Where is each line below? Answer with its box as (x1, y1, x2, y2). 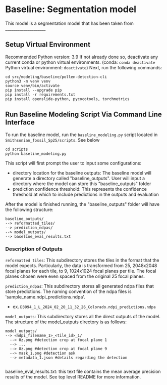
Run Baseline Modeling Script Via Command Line (5, 110, 162, 119)
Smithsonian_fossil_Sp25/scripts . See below (5, 137, 100, 143)
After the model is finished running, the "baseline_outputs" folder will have (5, 201, 160, 207)
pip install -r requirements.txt (5, 92, 76, 97)
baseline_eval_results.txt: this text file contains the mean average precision (5, 368, 161, 374)
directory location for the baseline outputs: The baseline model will (12, 169, 151, 176)
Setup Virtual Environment (5, 40, 91, 49)
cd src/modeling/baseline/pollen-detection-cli (5, 74, 107, 79)
